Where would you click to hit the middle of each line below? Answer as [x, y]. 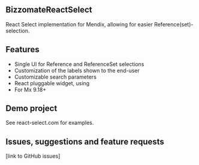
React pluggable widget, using [52, 83]
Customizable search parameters [55, 77]
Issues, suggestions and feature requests [85, 141]
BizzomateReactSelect [49, 10]
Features [22, 49]
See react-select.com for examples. [50, 123]
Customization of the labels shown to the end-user [77, 70]
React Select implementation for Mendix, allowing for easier [79, 24]
